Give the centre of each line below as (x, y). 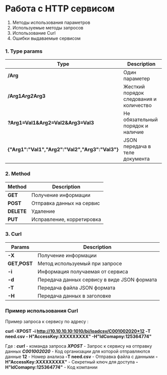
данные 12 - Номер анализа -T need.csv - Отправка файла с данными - (82, 357)
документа (137, 159)
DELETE (17, 211)
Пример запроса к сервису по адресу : (47, 322)
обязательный (141, 120)
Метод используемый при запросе (80, 263)
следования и (140, 99)
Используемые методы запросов (48, 27)
